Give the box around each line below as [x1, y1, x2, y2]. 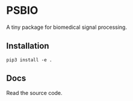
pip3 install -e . [6, 57, 52, 63]
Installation [6, 41, 49, 51]
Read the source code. [6, 89, 63, 96]
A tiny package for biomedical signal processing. [6, 23, 128, 31]
